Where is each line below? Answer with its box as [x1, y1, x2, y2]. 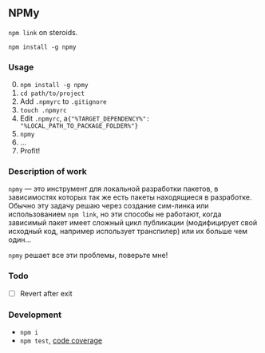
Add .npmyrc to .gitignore [19, 97, 107, 106]
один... [8, 235, 32, 244]
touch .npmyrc [19, 107, 67, 115]
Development [8, 309, 62, 320]
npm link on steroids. [8, 27, 78, 37]
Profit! [19, 146, 41, 156]
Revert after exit [19, 288, 73, 298]
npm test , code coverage [19, 335, 102, 346]
